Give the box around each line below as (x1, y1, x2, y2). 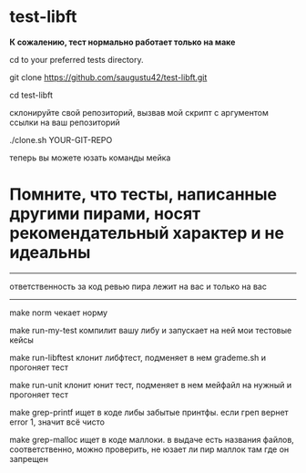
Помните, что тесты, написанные (9, 184, 278, 205)
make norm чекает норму (9, 307, 107, 318)
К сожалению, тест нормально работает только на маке (9, 36, 236, 47)
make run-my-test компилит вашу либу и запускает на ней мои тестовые (9, 324, 292, 335)
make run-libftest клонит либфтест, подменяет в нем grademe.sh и (9, 352, 267, 363)
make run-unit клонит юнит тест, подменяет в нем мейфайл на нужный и (9, 379, 292, 390)
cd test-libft (9, 89, 53, 100)
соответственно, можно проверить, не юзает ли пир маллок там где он (9, 444, 290, 455)
